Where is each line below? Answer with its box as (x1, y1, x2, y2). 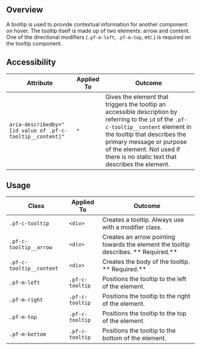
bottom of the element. (102, 334, 166, 342)
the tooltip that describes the (105, 130, 187, 138)
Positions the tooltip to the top (102, 309, 187, 318)
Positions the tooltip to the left (102, 275, 187, 283)
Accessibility (6, 57, 56, 68)
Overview (6, 5, 44, 15)
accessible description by (105, 107, 178, 116)
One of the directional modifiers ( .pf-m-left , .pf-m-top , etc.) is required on (6, 33, 191, 41)
